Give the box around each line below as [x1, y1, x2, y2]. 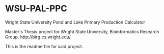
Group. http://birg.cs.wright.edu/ [5, 34, 71, 40]
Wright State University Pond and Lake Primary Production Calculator [5, 19, 146, 25]
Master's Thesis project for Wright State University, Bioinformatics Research [5, 28, 160, 34]
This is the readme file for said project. [5, 43, 83, 49]
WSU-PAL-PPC [5, 3, 67, 14]
